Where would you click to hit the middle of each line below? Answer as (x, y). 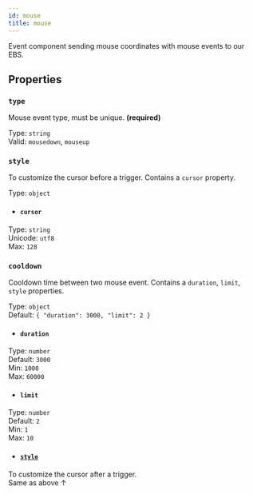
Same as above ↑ (38, 482)
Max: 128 (23, 246)
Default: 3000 (30, 360)
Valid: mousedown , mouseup (49, 141)
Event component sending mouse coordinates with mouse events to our (126, 46)
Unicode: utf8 (31, 237)
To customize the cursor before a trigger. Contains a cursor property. (122, 177)
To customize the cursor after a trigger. (73, 474)
